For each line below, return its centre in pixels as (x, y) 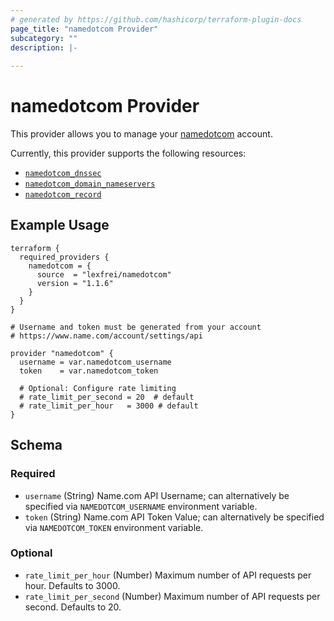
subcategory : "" (44, 38)
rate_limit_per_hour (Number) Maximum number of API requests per (168, 575)
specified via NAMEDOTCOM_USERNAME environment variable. (141, 506)
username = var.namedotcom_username (95, 362)
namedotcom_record (63, 195)
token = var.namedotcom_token (89, 371)
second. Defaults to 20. (73, 607)
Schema (36, 445)
